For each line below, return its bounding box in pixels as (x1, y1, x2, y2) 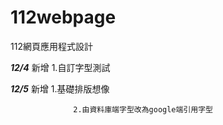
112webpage (10, 6, 117, 29)
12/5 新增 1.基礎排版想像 (10, 82, 110, 95)
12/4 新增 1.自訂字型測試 (10, 61, 111, 73)
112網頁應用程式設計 (10, 40, 93, 52)
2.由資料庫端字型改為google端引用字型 (73, 104, 213, 115)
